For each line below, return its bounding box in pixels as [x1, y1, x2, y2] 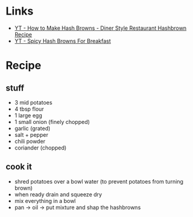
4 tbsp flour [14, 105, 44, 112]
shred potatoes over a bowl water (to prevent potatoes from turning [14, 177, 183, 185]
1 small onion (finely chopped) [14, 118, 90, 125]
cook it [5, 162, 32, 172]
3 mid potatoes [14, 98, 53, 106]
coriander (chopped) [14, 144, 67, 151]
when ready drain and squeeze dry [14, 190, 103, 198]
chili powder [14, 137, 46, 145]
